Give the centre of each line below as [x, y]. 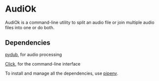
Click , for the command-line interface [43, 64]
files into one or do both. [30, 27]
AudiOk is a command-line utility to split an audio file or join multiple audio [80, 22]
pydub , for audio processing [34, 54]
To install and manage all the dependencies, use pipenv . [62, 73]
